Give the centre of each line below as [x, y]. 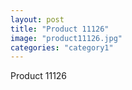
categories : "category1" [62, 47]
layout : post [37, 19]
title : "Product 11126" [60, 29]
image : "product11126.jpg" [66, 38]
